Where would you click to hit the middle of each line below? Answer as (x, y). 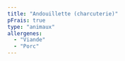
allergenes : (25, 33)
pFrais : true (26, 20)
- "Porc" (26, 46)
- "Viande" (30, 40)
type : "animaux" (31, 27)
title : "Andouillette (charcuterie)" (63, 14)
